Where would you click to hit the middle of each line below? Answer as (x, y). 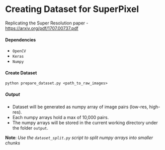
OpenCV (19, 51)
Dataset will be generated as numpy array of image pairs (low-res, (80, 107)
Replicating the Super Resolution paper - (47, 23)
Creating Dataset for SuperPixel (72, 9)
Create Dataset (21, 73)
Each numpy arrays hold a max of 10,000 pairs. (61, 118)
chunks (13, 143)
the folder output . (30, 128)
